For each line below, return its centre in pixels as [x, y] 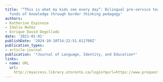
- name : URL [17, 63]
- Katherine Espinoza [27, 23]
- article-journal [24, 50]
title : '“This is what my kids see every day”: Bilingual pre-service [78, 9]
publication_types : [25, 45]
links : [12, 59]
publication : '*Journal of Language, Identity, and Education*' [71, 54]
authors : [14, 18]
